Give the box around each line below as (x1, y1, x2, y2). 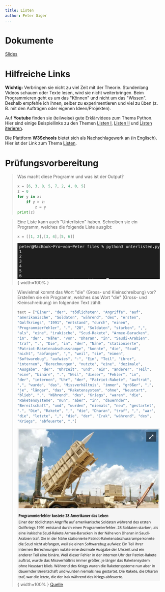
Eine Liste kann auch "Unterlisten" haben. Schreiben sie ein (17, 219, 138, 225)
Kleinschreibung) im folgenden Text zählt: (17, 300, 102, 306)
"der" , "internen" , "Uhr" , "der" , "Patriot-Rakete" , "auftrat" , (17, 377, 152, 382)
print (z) (17, 209, 35, 215)
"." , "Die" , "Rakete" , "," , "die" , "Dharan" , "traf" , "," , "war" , (17, 409, 156, 414)
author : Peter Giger (5, 13, 48, 18)
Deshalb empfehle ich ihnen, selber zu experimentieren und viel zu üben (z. (5, 100, 158, 106)
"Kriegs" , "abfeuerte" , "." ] (17, 418, 77, 424)
